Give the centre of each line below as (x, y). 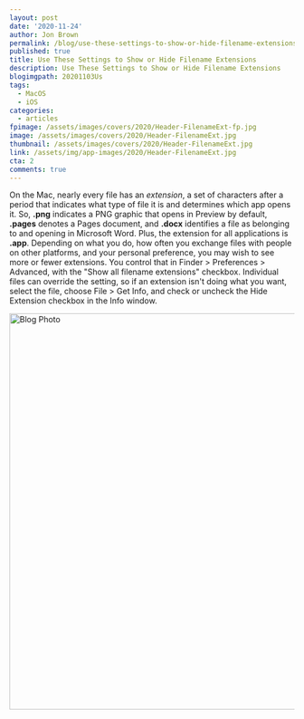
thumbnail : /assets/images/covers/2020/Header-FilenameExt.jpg (131, 144)
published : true (40, 52)
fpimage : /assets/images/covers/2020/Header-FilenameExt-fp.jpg (133, 128)
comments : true (38, 169)
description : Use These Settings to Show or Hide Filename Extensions (145, 69)
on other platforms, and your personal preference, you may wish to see (142, 253)
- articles (38, 119)
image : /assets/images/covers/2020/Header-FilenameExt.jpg (123, 136)
